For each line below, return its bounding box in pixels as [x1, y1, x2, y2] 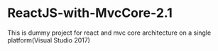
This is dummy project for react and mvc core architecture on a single [7, 28, 212, 37]
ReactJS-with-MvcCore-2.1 [7, 5, 173, 21]
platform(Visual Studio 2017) [7, 35, 91, 44]
